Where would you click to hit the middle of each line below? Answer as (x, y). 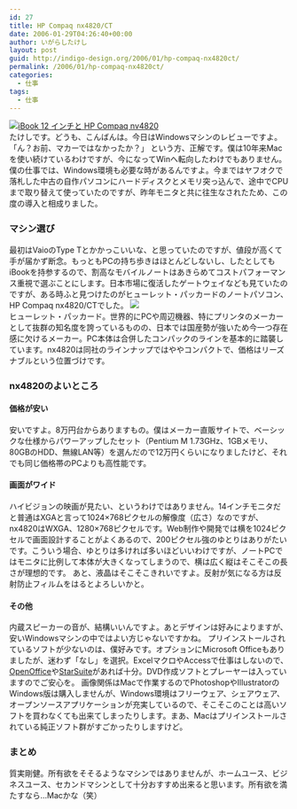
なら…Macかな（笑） (63, 795)
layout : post (33, 51)
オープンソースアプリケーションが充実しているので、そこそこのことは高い (145, 704)
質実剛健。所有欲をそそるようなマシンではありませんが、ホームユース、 (141, 773)
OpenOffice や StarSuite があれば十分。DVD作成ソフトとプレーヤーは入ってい (148, 672)
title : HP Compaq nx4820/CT (61, 26)
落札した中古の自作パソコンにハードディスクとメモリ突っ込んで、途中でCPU (149, 182)
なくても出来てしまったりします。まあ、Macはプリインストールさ (168, 716)
